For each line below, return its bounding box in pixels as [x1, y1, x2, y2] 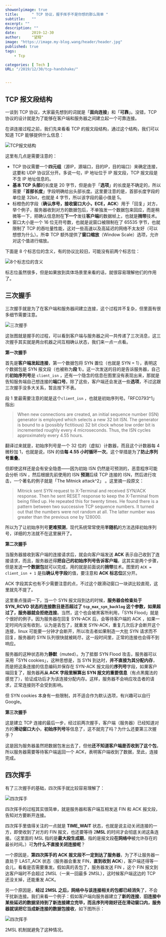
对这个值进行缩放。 [12, 238, 52, 244]
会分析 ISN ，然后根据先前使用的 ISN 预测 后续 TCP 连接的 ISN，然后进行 [5, 471, 152, 478]
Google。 [5, 698, 25, 704]
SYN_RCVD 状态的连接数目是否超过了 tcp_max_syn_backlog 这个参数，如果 [5, 603, 157, 609]
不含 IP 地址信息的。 [12, 176, 54, 182]
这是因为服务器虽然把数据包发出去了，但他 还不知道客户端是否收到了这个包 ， [5, 742, 161, 748]
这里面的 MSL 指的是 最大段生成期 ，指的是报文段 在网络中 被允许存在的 [15, 835, 158, 841]
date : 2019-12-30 [5, 30, 54, 35]
